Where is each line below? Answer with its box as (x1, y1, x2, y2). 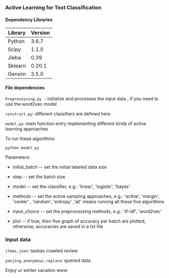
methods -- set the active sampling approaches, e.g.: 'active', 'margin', (12, 193, 160, 199)
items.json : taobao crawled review (5, 247, 78, 253)
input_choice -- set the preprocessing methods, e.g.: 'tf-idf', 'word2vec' (12, 208, 162, 215)
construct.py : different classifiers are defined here (5, 111, 111, 117)
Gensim (8, 71, 26, 78)
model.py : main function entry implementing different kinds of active (5, 120, 146, 127)
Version (31, 29, 50, 36)
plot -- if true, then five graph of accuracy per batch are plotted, (12, 218, 146, 224)
